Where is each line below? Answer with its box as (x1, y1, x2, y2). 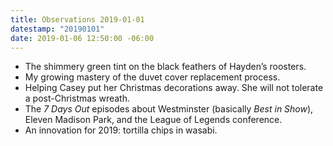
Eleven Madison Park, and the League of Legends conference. (24, 114, 283, 126)
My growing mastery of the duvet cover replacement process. (24, 71, 281, 83)
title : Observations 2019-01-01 (10, 14, 145, 25)
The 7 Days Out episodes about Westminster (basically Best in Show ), (24, 103, 314, 115)
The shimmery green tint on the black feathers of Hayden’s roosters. (24, 61, 307, 73)
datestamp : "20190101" (10, 24, 105, 34)
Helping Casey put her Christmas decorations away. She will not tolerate (24, 82, 324, 94)
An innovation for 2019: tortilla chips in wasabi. (24, 124, 218, 136)
